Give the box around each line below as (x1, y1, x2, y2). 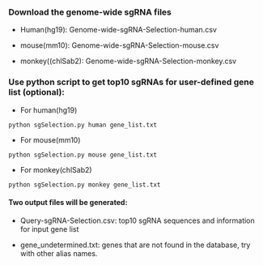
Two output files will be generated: (8, 198, 128, 207)
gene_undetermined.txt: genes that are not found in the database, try (19, 240, 251, 250)
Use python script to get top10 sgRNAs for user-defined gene (8, 76, 255, 88)
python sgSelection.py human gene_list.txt (8, 121, 158, 129)
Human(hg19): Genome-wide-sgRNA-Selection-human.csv (19, 25, 217, 35)
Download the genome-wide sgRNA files (8, 6, 172, 18)
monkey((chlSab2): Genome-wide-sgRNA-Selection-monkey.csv (19, 56, 237, 66)
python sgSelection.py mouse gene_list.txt (8, 151, 158, 159)
